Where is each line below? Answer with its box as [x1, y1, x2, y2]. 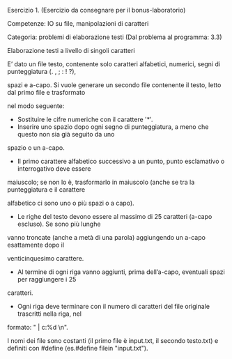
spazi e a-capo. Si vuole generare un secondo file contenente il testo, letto [7, 81, 222, 89]
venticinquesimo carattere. [7, 254, 84, 262]
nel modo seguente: [7, 102, 65, 110]
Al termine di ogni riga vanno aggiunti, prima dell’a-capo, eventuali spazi [17, 268, 225, 276]
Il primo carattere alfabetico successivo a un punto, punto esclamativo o [17, 157, 225, 165]
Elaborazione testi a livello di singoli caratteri [7, 47, 135, 54]
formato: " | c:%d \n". [7, 323, 68, 331]
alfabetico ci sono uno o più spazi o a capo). [7, 199, 134, 207]
